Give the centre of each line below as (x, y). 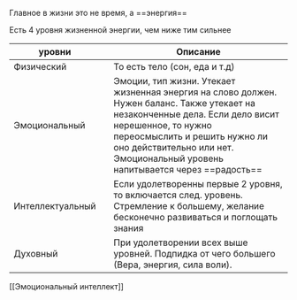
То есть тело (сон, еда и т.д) (174, 67)
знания (129, 228)
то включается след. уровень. (178, 195)
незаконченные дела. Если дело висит (197, 114)
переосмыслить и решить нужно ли (190, 136)
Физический (40, 67)
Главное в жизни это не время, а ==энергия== (98, 13)
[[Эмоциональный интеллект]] (66, 286)
